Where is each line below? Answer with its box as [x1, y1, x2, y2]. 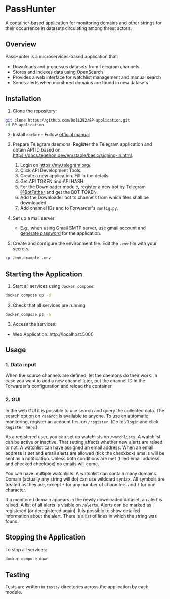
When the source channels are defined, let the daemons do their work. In [5, 372, 158, 379]
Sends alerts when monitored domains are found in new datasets [12, 79, 148, 85]
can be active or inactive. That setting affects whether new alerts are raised [5, 439, 163, 445]
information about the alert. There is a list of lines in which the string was [5, 513, 157, 519]
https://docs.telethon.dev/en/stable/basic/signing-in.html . [12, 152, 133, 158]
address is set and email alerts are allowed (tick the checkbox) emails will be [5, 450, 165, 456]
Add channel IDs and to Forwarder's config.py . [20, 205, 118, 212]
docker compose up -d [5, 293, 51, 298]
